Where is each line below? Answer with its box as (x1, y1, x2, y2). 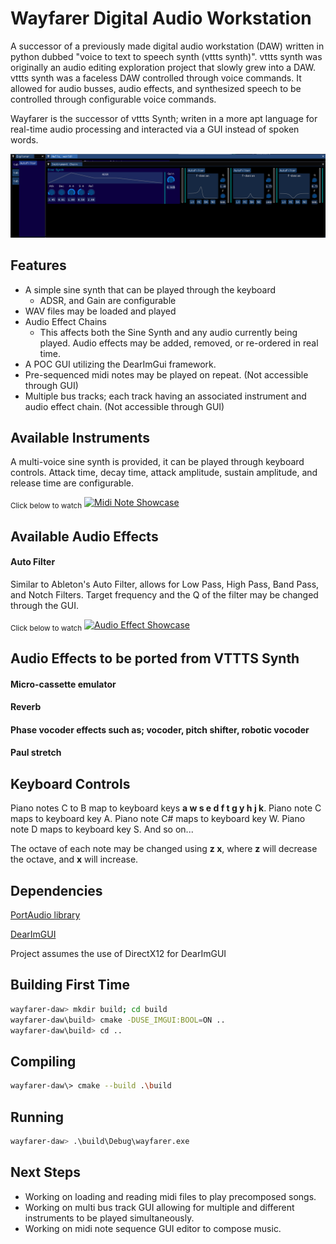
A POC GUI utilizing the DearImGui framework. (24, 358, 217, 370)
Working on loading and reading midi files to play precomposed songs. (24, 1190, 317, 1202)
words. (10, 133, 39, 146)
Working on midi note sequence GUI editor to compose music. (24, 1222, 282, 1234)
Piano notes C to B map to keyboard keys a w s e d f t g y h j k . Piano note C (10, 802, 322, 814)
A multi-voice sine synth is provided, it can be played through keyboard (10, 456, 305, 468)
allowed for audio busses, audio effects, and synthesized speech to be (10, 82, 302, 94)
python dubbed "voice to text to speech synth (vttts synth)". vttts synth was (10, 50, 323, 62)
